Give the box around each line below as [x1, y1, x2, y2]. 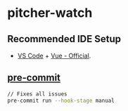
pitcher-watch [7, 5, 93, 21]
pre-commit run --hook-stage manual [7, 97, 115, 104]
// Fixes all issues [7, 90, 68, 98]
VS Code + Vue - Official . [17, 51, 91, 60]
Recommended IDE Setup [7, 33, 122, 45]
